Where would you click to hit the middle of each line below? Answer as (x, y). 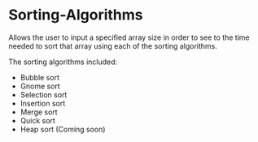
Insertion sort (43, 103)
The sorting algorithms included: (63, 62)
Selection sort (44, 94)
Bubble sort (39, 77)
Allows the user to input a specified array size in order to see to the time (129, 37)
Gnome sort (40, 86)
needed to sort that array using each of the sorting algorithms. (113, 45)
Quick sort (37, 120)
